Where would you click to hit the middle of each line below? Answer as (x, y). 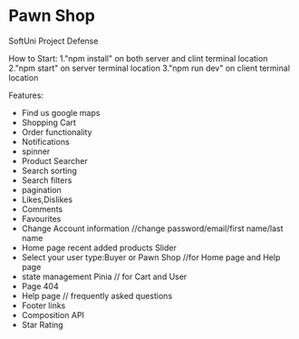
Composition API (53, 315)
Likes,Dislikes (47, 199)
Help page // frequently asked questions (97, 295)
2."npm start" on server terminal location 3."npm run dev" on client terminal (149, 68)
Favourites (41, 218)
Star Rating (43, 324)
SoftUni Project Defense (53, 41)
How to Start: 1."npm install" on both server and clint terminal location (138, 58)
